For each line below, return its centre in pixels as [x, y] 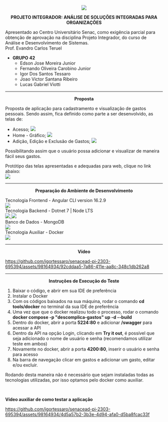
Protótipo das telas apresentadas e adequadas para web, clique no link [78, 166]
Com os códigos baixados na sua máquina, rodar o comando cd [78, 301]
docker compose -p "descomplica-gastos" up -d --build [72, 317]
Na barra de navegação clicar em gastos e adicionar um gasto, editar [83, 360]
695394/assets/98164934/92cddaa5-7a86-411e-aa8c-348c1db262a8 [77, 266]
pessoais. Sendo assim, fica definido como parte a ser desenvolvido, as [79, 114]
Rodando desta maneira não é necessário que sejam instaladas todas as [79, 375]
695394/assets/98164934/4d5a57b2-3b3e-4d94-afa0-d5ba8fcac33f [77, 414]
